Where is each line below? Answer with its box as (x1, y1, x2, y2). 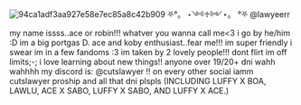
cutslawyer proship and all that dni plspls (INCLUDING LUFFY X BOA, (9, 76, 267, 86)
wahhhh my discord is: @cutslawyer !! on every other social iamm (9, 66, 254, 77)
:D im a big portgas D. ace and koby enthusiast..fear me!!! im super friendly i (9, 37, 293, 48)
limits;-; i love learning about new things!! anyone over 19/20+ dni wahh (9, 56, 276, 67)
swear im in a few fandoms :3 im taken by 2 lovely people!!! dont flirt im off (9, 47, 287, 57)
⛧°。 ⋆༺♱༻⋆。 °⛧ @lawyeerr (166, 9, 291, 19)
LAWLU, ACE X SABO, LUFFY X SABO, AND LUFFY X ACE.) (9, 85, 230, 96)
